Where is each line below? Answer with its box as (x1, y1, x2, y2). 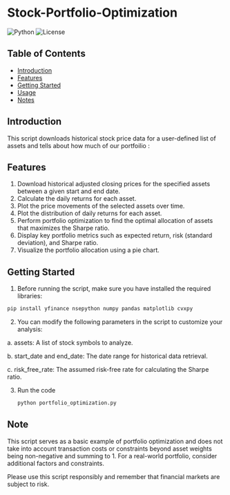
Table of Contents (7, 48, 86, 60)
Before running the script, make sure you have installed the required (17, 285, 211, 293)
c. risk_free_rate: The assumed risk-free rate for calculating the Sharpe (7, 366, 209, 374)
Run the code (17, 386, 56, 395)
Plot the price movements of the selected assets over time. (17, 202, 185, 210)
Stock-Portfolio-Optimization (7, 5, 178, 21)
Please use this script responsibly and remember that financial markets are (7, 472, 220, 480)
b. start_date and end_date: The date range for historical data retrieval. (7, 352, 209, 361)
